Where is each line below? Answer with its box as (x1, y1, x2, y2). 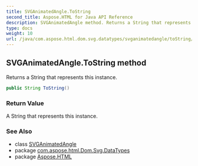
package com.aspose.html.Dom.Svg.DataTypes (14, 147, 130, 154)
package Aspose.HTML (14, 153, 72, 160)
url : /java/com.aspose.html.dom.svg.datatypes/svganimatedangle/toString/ (6, 36, 194, 42)
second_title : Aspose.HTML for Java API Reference (6, 14, 133, 20)
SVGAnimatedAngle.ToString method (6, 58, 147, 68)
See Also (6, 127, 32, 135)
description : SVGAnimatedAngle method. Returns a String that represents (6, 19, 192, 25)
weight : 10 (6, 31, 33, 37)
